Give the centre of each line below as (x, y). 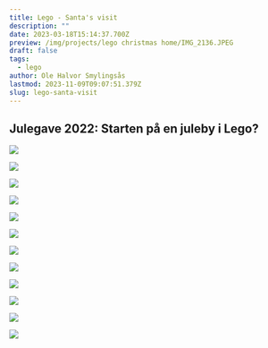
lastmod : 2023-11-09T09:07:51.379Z (75, 84)
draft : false (33, 51)
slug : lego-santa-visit (54, 92)
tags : (19, 59)
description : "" (39, 26)
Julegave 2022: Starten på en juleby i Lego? (134, 128)
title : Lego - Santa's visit (63, 17)
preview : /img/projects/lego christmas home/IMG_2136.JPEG (121, 42)
